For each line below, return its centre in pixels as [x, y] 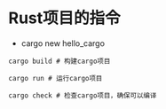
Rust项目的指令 [64, 18]
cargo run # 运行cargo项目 [55, 78]
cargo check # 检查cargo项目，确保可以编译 [83, 95]
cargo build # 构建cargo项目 [59, 61]
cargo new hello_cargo [63, 43]
